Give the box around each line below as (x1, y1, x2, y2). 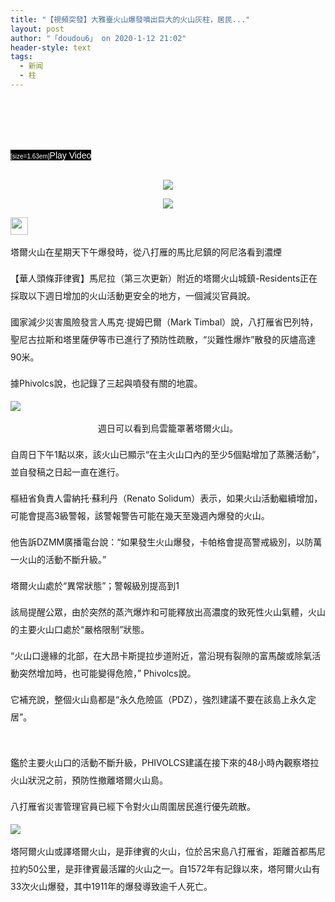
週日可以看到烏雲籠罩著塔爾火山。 (98, 422, 238, 434)
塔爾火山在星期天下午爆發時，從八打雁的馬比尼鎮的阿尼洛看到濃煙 (10, 246, 282, 258)
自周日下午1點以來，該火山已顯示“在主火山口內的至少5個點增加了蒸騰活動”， (10, 448, 325, 460)
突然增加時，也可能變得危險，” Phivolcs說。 (18, 667, 197, 679)
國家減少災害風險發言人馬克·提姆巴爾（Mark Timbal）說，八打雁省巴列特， (10, 316, 319, 328)
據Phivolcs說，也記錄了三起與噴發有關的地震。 (10, 377, 203, 389)
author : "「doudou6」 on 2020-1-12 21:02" (10, 33, 187, 43)
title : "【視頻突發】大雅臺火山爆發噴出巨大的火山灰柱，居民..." (10, 14, 251, 25)
